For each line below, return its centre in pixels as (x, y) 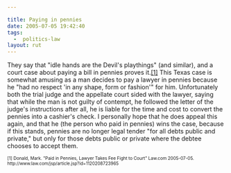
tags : (15, 33)
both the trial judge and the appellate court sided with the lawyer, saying (110, 95)
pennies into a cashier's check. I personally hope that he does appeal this (112, 117)
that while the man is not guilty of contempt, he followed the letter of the (110, 102)
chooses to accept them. (43, 146)
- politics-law (37, 39)
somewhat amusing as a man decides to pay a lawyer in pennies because (112, 80)
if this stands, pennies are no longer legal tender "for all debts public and (111, 131)
